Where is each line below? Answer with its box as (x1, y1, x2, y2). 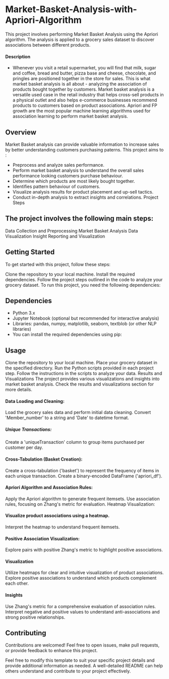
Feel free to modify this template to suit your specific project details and (5, 657, 155, 663)
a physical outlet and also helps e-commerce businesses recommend (12, 97, 157, 103)
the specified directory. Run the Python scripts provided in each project (5, 365, 154, 371)
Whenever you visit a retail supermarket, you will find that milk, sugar (12, 65, 156, 71)
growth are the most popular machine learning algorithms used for (12, 108, 151, 114)
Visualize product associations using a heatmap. (5, 513, 110, 519)
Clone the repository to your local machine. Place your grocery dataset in (5, 360, 157, 366)
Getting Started (5, 248, 55, 256)
